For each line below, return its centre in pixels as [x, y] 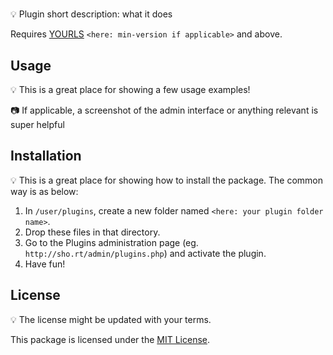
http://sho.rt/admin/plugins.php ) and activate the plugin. [145, 253]
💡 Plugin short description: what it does [91, 14]
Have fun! [45, 264]
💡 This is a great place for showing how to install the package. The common [167, 180]
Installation [46, 156]
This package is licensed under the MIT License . [110, 339]
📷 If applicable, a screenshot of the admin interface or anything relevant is [164, 110]
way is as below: [44, 191]
